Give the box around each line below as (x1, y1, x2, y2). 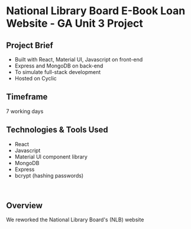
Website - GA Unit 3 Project (6, 17, 144, 30)
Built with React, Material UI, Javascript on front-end (14, 56, 143, 63)
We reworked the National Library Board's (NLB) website (6, 216, 144, 223)
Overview (6, 201, 43, 211)
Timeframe (6, 92, 48, 102)
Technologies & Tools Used (6, 125, 108, 135)
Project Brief (6, 40, 53, 50)
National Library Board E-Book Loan (6, 4, 186, 18)
